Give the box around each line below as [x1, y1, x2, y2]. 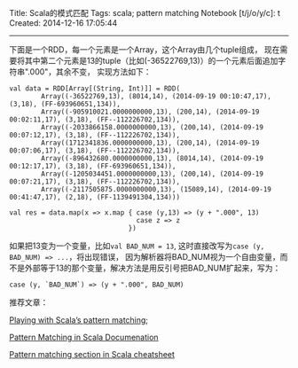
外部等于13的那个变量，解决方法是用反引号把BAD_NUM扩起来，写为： [24, 262, 281, 273]
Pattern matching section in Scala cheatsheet [9, 349, 176, 359]
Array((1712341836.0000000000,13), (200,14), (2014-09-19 [41, 138, 260, 147]
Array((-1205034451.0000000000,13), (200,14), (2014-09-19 [41, 169, 264, 178]
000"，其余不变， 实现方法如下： [29, 67, 153, 77]
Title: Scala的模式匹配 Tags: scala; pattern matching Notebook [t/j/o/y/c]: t [9, 8, 281, 18]
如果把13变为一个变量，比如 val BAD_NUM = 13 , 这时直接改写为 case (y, [9, 240, 265, 251]
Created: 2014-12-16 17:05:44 [9, 18, 118, 28]
